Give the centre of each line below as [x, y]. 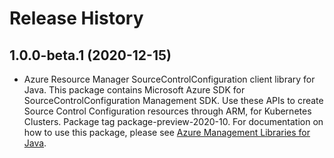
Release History [76, 18]
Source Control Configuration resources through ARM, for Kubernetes [167, 111]
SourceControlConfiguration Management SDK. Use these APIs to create [173, 100]
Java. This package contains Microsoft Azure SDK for [134, 90]
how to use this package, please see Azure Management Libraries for [167, 132]
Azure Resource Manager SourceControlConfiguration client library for [169, 79]
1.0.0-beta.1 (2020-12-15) [90, 55]
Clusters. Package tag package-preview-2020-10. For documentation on [173, 121]
